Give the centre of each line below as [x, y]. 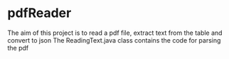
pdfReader [39, 13]
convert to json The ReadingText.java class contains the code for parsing [114, 40]
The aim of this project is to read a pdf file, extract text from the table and [115, 33]
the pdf [18, 48]
